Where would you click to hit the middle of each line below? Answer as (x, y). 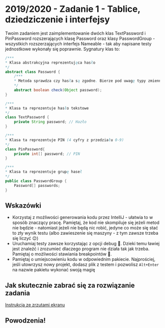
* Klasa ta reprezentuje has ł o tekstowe (47, 108)
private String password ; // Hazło (50, 122)
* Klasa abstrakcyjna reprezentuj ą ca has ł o (50, 63)
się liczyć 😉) (25, 238)
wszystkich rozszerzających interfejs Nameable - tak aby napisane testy (78, 43)
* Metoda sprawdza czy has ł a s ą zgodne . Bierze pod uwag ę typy (80, 81)
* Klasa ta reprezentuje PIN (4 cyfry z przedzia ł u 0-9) (65, 140)
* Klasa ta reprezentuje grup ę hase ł (44, 172)
